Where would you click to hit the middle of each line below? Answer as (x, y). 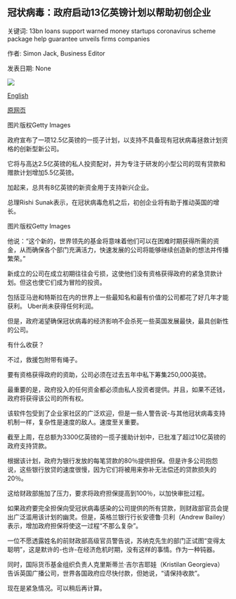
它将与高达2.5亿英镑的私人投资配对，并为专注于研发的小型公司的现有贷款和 (117, 163)
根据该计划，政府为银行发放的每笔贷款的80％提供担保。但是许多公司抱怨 (113, 460)
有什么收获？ (26, 344)
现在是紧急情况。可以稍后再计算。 (57, 588)
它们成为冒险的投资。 (75, 282)
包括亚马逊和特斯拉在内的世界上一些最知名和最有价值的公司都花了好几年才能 (118, 297)
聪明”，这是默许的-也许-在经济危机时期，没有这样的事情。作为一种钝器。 (113, 549)
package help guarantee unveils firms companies (79, 39)
